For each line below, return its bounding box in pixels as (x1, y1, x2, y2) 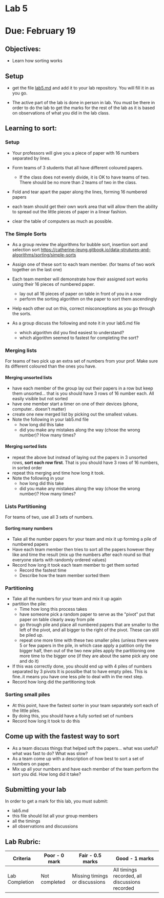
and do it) (19, 658, 39, 664)
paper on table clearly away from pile (19, 617, 95, 622)
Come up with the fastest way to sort (5, 732, 120, 740)
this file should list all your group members (12, 813, 98, 819)
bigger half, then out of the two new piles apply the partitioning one (19, 648, 155, 654)
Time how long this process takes (19, 606, 87, 612)
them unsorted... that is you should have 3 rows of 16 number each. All (12, 391, 155, 396)
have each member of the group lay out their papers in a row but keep (12, 385, 153, 391)
